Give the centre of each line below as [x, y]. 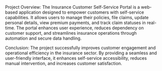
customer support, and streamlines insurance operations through [71, 33]
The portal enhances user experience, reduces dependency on [80, 28]
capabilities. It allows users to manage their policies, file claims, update [77, 17]
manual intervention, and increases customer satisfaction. [64, 63]
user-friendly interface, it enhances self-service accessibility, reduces [76, 58]
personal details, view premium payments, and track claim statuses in [75, 23]
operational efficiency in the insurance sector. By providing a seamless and [81, 53]
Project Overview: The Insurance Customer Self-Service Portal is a [72, 7]
